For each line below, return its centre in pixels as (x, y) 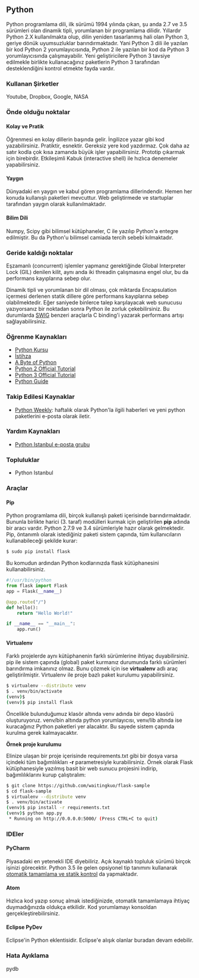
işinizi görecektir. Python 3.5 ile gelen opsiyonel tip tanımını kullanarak (92, 868)
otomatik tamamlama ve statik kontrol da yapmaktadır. (72, 874)
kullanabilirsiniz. (26, 570)
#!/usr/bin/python (29, 580)
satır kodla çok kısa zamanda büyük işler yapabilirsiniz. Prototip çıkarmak (96, 152)
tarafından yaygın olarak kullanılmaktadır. (56, 204)
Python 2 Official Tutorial (45, 369)
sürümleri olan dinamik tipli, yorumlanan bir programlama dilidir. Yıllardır (94, 30)
